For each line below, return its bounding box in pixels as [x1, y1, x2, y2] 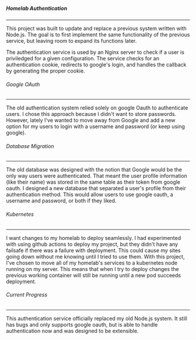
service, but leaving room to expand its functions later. [6, 37, 137, 44]
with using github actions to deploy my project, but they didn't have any [6, 241, 178, 248]
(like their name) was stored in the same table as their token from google [6, 178, 181, 186]
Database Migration [6, 142, 54, 149]
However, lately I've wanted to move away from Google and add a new [6, 117, 176, 124]
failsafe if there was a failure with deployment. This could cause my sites [6, 246, 181, 254]
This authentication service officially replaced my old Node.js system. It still [6, 315, 188, 322]
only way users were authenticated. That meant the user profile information [6, 173, 188, 180]
